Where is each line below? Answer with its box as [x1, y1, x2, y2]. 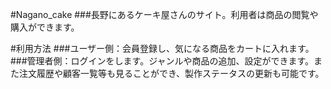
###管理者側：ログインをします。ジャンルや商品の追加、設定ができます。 [10, 55, 315, 67]
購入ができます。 [10, 21, 80, 33]
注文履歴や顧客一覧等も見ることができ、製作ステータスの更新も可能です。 [18, 68, 325, 79]
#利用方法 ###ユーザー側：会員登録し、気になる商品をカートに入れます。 [10, 43, 315, 54]
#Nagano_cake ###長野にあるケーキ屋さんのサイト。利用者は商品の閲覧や [10, 9, 319, 20]
